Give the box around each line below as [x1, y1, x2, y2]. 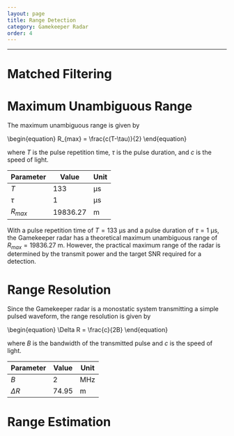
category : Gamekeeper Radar [7, 23, 89, 30]
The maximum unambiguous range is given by [7, 121, 140, 130]
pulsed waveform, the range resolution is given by [7, 312, 151, 321]
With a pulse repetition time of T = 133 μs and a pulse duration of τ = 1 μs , [7, 226, 219, 234]
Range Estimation [7, 414, 111, 430]
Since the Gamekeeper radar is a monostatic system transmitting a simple [7, 305, 219, 313]
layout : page [7, 10, 45, 17]
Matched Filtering [7, 66, 113, 82]
